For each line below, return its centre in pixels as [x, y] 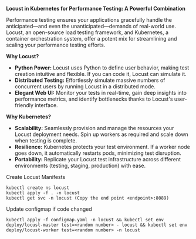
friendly [24, 105]
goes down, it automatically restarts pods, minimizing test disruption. [98, 153]
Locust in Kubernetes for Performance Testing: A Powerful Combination [96, 9]
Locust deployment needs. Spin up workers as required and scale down [102, 134]
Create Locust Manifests [36, 177]
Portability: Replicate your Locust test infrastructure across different [97, 159]
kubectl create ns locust [38, 188]
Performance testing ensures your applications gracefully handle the [89, 20]
